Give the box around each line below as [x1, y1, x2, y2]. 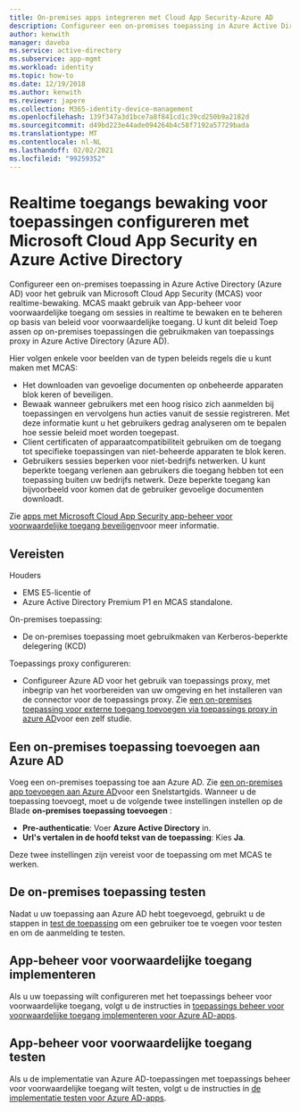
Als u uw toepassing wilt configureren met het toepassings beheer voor [9, 991, 272, 1001]
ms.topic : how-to [9, 71, 74, 80]
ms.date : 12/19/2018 [9, 79, 87, 88]
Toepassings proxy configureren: [9, 658, 131, 669]
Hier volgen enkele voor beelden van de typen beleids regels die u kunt [9, 353, 272, 364]
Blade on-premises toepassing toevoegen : [9, 805, 172, 817]
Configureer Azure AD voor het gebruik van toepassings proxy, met [21, 676, 271, 686]
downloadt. [21, 494, 64, 504]
